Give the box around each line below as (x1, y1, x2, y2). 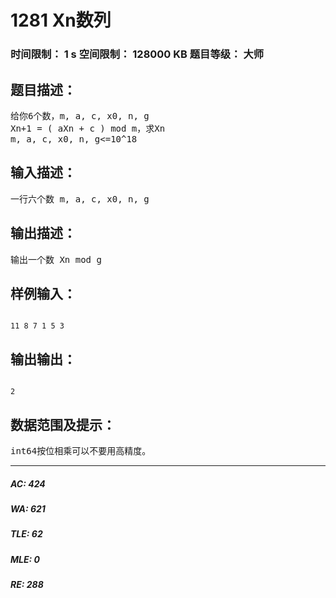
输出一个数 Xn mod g (10, 254, 102, 265)
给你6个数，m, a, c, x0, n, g (10, 110, 150, 121)
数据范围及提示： (10, 416, 116, 433)
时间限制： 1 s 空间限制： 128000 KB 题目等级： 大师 (10, 47, 265, 61)
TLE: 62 (10, 528, 43, 540)
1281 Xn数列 (10, 9, 112, 32)
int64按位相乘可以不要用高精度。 (10, 445, 152, 456)
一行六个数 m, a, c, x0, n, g (10, 193, 150, 205)
